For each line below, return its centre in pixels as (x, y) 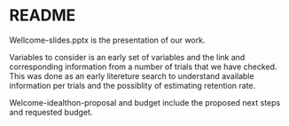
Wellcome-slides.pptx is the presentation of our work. (107, 40)
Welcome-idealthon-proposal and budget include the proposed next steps (145, 102)
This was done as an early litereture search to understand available (132, 75)
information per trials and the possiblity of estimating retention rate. (133, 85)
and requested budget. (51, 112)
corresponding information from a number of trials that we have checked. (143, 67)
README (43, 16)
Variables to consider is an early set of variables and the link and (127, 57)
